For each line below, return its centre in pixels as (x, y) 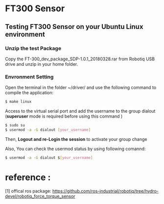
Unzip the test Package (33, 48)
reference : (28, 177)
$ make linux (18, 102)
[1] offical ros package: (28, 191)
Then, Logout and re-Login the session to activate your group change (76, 139)
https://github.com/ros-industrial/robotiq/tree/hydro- (105, 191)
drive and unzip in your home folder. (42, 64)
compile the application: (29, 93)
